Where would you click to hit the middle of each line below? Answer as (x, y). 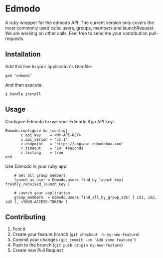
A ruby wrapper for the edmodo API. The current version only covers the (80, 23)
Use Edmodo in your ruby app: (37, 166)
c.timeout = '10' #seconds (52, 148)
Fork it (19, 229)
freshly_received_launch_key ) (38, 184)
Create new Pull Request (38, 250)
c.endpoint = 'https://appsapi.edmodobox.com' (72, 144)
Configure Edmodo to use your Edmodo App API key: (60, 121)
